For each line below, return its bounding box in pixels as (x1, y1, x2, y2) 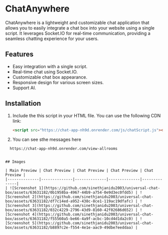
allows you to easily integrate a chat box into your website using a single (5, 25, 154, 31)
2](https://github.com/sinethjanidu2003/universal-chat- (32, 194, 154, 199)
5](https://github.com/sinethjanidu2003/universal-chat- (32, 221, 154, 226)
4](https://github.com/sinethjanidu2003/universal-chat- (32, 212, 154, 217)
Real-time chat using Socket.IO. (12, 69, 78, 75)
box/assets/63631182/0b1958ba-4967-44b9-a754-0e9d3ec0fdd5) (5, 190, 134, 195)
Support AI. (12, 85, 37, 91)
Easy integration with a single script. (12, 63, 88, 69)
